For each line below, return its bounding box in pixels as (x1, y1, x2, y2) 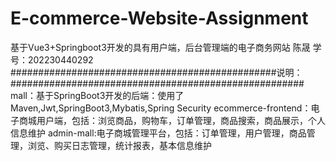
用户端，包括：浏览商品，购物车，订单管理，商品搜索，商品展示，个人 (36, 114, 326, 126)
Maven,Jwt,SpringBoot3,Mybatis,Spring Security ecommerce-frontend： (10, 102, 312, 114)
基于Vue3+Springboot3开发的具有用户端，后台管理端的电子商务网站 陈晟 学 (10, 41, 322, 53)
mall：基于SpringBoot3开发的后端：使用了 (10, 89, 185, 101)
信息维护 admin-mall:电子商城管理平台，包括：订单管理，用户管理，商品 (10, 127, 307, 139)
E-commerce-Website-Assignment (10, 7, 309, 30)
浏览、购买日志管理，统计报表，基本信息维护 (27, 139, 212, 151)
